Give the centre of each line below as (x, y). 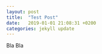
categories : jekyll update (40, 28)
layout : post (23, 12)
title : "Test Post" (32, 17)
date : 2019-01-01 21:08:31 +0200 (51, 23)
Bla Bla (15, 46)
